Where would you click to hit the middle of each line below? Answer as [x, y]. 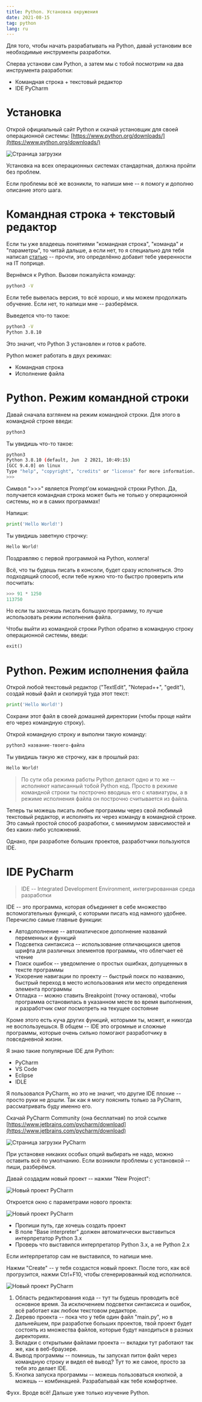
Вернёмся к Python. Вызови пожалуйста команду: [71, 275]
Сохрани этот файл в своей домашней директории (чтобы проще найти [99, 716]
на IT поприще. [26, 264]
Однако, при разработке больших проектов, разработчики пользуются [98, 841]
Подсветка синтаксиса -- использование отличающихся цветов [98, 944]
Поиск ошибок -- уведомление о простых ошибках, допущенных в [101, 963]
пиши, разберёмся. [31, 1167]
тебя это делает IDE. [41, 1368]
